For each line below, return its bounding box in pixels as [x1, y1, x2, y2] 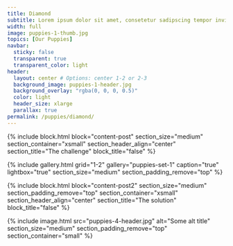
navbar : [7, 42, 30, 49]
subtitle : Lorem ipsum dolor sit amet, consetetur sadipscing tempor [7, 17, 213, 24]
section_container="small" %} [7, 231, 94, 240]
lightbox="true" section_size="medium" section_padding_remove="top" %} [7, 168, 223, 176]
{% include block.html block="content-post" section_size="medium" [7, 132, 203, 141]
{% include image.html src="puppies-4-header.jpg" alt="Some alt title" [7, 216, 211, 225]
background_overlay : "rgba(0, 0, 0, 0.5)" [13, 87, 138, 94]
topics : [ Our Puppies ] [7, 36, 73, 43]
